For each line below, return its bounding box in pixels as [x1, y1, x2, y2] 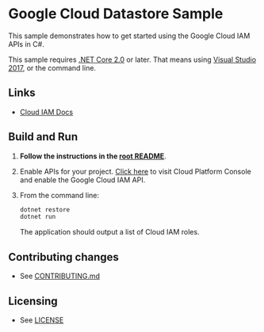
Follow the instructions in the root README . [19, 151, 166, 161]
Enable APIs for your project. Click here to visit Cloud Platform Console [19, 166, 251, 176]
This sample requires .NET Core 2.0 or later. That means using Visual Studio [8, 55, 256, 64]
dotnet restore [19, 205, 71, 214]
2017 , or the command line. [8, 63, 97, 72]
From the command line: [19, 190, 100, 200]
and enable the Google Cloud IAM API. [19, 175, 146, 185]
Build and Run [8, 130, 78, 143]
